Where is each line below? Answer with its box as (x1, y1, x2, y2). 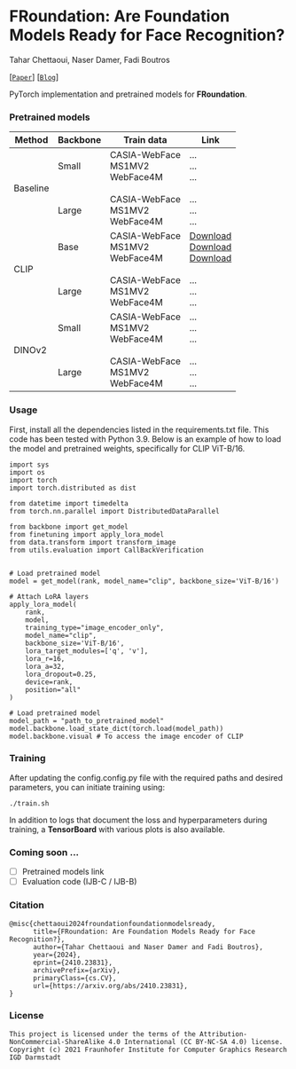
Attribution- (199, 1029, 248, 1039)
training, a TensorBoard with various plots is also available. (9, 823, 226, 835)
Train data (123, 134, 167, 146)
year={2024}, (32, 950, 82, 959)
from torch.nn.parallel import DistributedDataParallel (9, 507, 220, 515)
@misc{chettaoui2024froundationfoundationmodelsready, (9, 919, 216, 928)
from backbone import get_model (9, 522, 129, 531)
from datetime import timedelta (9, 499, 129, 507)
